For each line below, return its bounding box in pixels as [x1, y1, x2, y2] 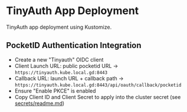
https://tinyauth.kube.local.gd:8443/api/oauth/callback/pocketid [14, 82, 182, 88]
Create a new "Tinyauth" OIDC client [14, 56, 104, 63]
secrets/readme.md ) [14, 100, 65, 107]
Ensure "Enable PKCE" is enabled [14, 87, 96, 94]
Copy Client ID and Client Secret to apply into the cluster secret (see [14, 93, 181, 100]
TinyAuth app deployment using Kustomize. [6, 23, 112, 30]
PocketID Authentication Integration [6, 40, 142, 50]
